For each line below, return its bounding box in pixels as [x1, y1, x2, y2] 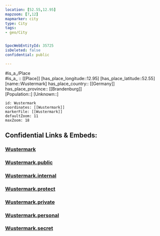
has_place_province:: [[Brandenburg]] [5, 86, 82, 91]
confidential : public [5, 52, 50, 57]
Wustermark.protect [5, 185, 56, 192]
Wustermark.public [5, 159, 53, 166]
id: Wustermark [5, 100, 36, 106]
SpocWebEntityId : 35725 [5, 43, 54, 48]
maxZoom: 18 [5, 118, 30, 123]
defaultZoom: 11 [5, 114, 38, 118]
